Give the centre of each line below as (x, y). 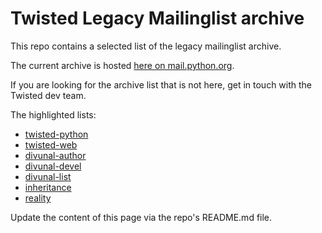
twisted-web (51, 144)
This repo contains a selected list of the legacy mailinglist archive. (146, 46)
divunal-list (48, 176)
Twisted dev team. (48, 95)
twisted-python (56, 134)
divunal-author (55, 155)
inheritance (48, 187)
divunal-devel (53, 166)
